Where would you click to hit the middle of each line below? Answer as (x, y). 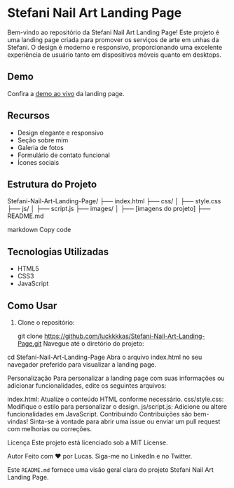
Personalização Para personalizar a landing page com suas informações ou (116, 378)
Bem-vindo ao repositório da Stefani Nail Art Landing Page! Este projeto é (113, 32)
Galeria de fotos (41, 147)
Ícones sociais (38, 162)
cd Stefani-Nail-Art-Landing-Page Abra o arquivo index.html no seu (105, 357)
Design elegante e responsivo (60, 133)
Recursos (29, 116)
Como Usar (32, 305)
